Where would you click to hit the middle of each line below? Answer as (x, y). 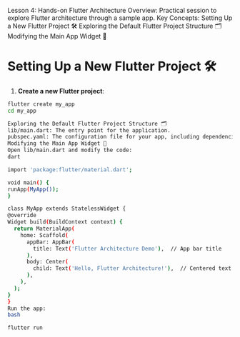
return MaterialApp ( (44, 229)
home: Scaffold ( (45, 235)
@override (22, 216)
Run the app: (27, 308)
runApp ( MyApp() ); (33, 189)
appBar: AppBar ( (50, 242)
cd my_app (22, 111)
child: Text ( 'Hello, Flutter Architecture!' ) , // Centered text (132, 268)
